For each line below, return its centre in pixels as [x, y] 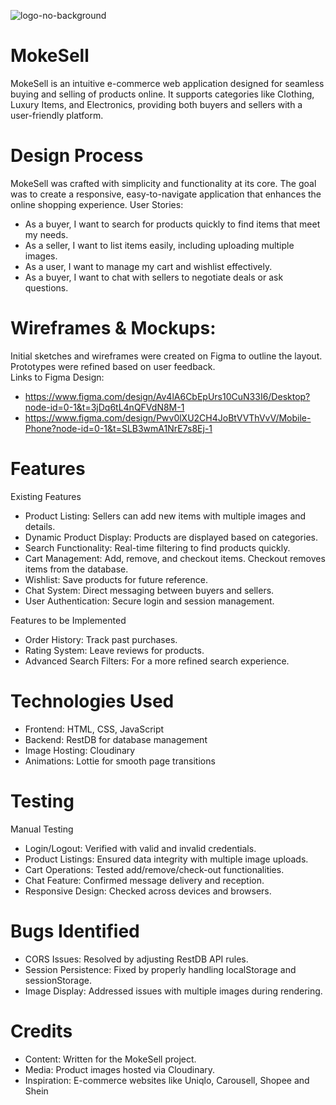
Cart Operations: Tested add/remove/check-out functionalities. [154, 869]
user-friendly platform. [57, 115]
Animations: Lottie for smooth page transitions [120, 761]
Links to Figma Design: [57, 377]
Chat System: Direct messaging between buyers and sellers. [149, 590]
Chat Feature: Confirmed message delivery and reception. [144, 880]
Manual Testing [42, 829]
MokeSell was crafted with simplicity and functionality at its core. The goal [163, 183]
